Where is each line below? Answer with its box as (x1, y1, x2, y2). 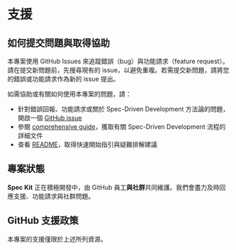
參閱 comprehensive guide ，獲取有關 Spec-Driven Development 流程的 (17, 123, 226, 131)
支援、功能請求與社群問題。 (13, 192, 94, 200)
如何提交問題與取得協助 (7, 37, 110, 49)
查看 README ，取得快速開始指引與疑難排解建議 (17, 140, 157, 149)
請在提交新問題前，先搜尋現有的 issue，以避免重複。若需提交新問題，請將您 (7, 66, 230, 74)
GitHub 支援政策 (7, 215, 79, 227)
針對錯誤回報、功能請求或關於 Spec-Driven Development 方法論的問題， (17, 105, 230, 113)
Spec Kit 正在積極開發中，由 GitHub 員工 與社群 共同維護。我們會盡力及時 (7, 183, 220, 191)
